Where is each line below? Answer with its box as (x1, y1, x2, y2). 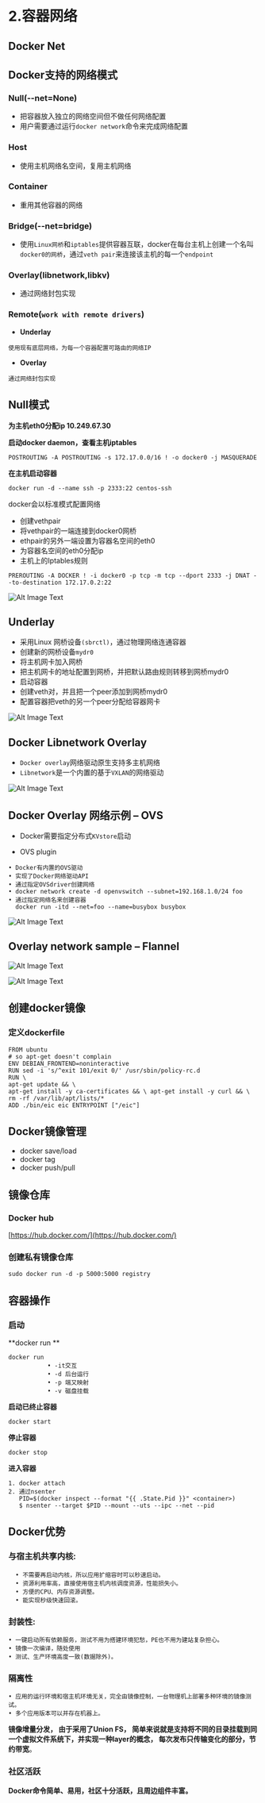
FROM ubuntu (8, 1045, 48, 1054)
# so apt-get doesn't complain (8, 1052, 112, 1060)
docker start (8, 1417, 52, 1425)
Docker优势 (8, 1525, 66, 1539)
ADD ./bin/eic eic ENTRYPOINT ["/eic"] (8, 1101, 140, 1109)
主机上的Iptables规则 (19, 556, 89, 565)
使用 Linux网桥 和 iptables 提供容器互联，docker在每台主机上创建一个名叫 (19, 240, 254, 249)
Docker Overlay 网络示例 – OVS (8, 809, 164, 822)
